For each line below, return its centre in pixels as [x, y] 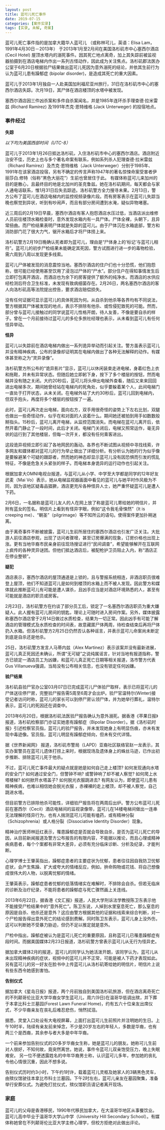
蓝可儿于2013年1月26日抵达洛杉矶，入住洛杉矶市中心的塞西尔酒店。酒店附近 [82, 153]
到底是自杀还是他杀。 [27, 637]
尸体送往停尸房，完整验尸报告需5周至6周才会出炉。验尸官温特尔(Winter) [78, 693]
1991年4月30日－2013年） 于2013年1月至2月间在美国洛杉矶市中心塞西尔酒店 [82, 49]
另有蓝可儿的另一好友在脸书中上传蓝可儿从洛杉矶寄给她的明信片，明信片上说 [82, 964]
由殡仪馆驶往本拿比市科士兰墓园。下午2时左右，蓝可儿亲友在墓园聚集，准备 [82, 1078]
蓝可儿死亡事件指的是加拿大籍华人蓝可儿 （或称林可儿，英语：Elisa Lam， [80, 43]
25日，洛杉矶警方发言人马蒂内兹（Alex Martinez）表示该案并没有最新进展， [82, 648]
